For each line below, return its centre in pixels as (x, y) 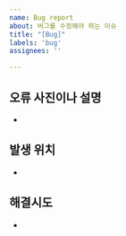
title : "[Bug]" (38, 34)
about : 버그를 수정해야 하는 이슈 (63, 26)
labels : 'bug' (36, 43)
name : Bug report (42, 17)
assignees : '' (36, 51)
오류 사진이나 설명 (55, 97)
